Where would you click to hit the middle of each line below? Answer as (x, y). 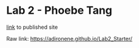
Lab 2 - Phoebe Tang (59, 10)
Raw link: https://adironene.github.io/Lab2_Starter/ (69, 38)
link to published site (32, 27)
